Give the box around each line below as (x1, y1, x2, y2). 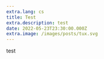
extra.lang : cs (6, 8, 44, 15)
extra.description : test (6, 20, 69, 26)
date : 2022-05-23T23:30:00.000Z (6, 25, 87, 32)
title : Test (6, 14, 36, 20)
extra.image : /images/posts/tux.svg (6, 31, 98, 37)
